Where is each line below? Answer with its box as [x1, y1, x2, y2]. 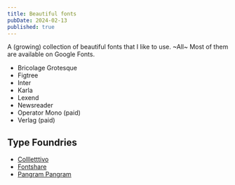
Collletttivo [17, 155, 49, 164]
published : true [7, 23, 55, 30]
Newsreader [17, 101, 54, 110]
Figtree [17, 71, 39, 79]
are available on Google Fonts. [7, 50, 95, 58]
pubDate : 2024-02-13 [7, 17, 68, 24]
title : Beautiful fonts [7, 10, 77, 18]
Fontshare [17, 162, 47, 171]
